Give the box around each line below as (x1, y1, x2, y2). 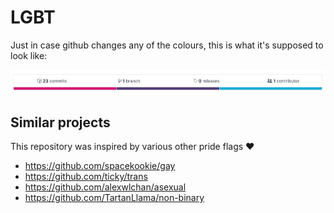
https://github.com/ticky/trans (24, 171, 148, 183)
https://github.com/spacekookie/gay (24, 160, 176, 172)
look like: (10, 49, 48, 61)
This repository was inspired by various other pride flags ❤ (10, 141, 255, 153)
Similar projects (10, 114, 111, 131)
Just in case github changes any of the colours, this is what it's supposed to (10, 39, 324, 51)
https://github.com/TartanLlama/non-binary (24, 192, 205, 204)
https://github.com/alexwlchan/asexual (24, 181, 187, 193)
